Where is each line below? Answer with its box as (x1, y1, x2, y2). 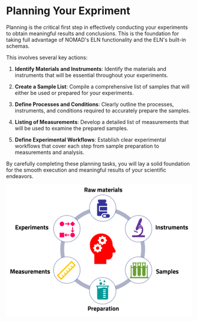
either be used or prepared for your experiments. (14, 89, 134, 96)
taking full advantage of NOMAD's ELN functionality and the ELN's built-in (6, 36, 186, 43)
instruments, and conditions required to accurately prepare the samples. (14, 107, 191, 114)
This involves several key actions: (6, 54, 88, 61)
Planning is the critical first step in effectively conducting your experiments (6, 24, 188, 31)
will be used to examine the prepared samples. (14, 125, 129, 132)
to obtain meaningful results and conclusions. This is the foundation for (6, 30, 179, 37)
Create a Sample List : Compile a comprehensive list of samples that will (14, 83, 190, 90)
